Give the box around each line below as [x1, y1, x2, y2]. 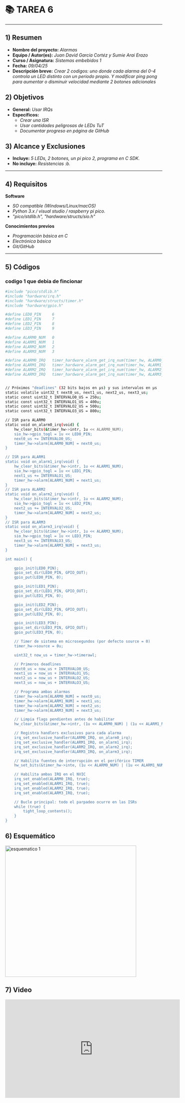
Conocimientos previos [5, 223, 55, 229]
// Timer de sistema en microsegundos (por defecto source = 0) [14, 639, 151, 644]
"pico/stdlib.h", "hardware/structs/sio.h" [12, 214, 96, 220]
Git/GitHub [12, 244, 34, 250]
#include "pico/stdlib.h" [5, 289, 59, 294]
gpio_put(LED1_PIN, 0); [14, 593, 64, 598]
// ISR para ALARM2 [5, 487, 46, 492]
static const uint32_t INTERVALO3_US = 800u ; [5, 409, 101, 414]
